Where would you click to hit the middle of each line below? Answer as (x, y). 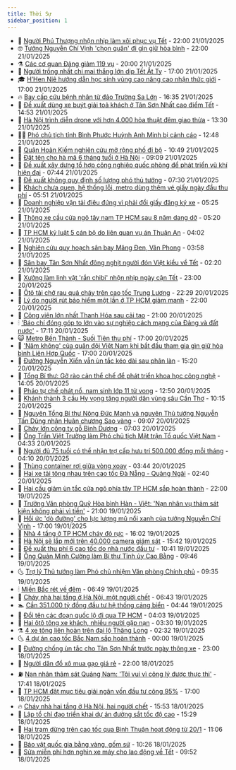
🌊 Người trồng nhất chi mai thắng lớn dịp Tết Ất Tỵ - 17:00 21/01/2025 (118, 71)
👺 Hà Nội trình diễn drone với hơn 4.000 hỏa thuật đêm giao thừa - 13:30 (122, 119)
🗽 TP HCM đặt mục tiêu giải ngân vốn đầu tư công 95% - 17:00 (109, 691)
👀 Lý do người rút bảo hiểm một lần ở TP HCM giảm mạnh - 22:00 (112, 300)
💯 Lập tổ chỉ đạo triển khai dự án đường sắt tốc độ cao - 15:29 (107, 714)
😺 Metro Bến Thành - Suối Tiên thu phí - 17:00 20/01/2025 (103, 338)
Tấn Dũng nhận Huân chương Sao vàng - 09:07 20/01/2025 (104, 421)
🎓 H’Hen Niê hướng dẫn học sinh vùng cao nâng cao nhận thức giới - (119, 79)
